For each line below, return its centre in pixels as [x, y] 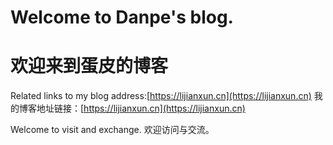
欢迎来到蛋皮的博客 [89, 66]
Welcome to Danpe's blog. [122, 17]
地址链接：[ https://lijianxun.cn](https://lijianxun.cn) [141, 108]
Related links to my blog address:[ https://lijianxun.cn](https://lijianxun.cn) [161, 96]
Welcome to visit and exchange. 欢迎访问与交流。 [112, 130]
